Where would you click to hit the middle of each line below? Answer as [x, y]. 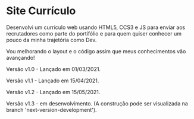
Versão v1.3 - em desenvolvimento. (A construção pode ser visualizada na [97, 103]
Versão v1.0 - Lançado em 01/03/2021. [54, 69]
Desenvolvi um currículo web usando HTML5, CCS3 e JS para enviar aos [96, 27]
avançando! [21, 57]
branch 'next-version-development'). [51, 110]
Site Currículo [41, 11]
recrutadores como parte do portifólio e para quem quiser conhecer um [94, 33]
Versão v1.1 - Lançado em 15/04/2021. [53, 81]
